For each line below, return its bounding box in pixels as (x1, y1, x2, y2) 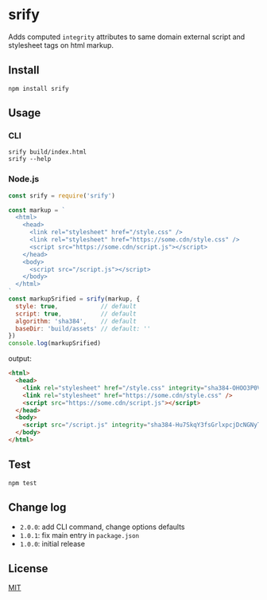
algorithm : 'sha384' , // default (15, 317, 137, 325)
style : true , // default (15, 302, 137, 310)
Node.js (8, 174, 40, 185)
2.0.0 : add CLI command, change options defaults (19, 522, 185, 531)
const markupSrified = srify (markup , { (8, 295, 141, 304)
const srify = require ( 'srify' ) (8, 191, 115, 200)
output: (8, 354, 32, 363)
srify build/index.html (8, 148, 87, 156)
